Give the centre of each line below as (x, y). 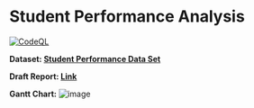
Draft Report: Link (43, 76)
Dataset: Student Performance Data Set (85, 58)
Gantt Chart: (33, 94)
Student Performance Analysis (127, 17)
